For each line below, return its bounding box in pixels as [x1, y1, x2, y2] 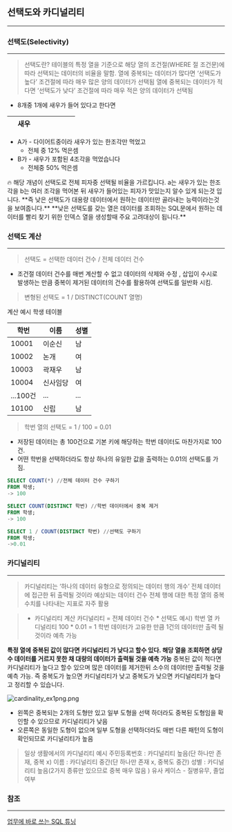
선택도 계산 [7, 232, 42, 242]
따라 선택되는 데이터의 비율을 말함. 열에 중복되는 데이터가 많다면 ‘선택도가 [23, 69, 222, 77]
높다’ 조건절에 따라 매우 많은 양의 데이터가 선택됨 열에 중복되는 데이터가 [23, 78, 216, 86]
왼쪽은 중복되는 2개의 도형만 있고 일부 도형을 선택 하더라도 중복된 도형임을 [17, 708, 216, 717]
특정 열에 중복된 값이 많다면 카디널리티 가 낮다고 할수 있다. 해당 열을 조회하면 [7, 646, 211, 654]
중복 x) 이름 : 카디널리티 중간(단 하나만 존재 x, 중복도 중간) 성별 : [33, 757, 206, 766]
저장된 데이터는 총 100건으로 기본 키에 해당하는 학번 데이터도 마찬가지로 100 [17, 438, 222, 446]
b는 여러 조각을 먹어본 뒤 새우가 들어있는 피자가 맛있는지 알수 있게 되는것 [19, 187, 215, 195]
